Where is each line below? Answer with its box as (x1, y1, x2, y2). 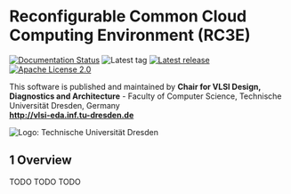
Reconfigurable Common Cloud (9, 6, 247, 27)
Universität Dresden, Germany (9, 100, 120, 110)
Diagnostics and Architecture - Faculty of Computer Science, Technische (9, 91, 282, 101)
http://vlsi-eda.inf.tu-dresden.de (9, 109, 134, 120)
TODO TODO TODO (9, 176, 82, 187)
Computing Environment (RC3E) (9, 25, 251, 45)
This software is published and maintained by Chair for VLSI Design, (9, 81, 261, 92)
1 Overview (9, 153, 73, 168)
